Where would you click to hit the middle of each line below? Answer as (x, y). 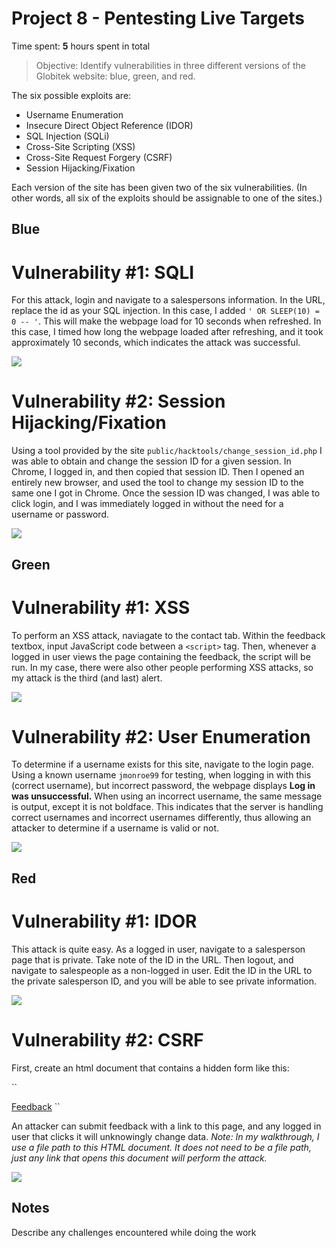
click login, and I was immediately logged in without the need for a (147, 504)
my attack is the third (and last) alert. (87, 678)
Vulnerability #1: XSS (101, 607)
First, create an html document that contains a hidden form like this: (150, 1068)
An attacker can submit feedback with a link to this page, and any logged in (166, 1126)
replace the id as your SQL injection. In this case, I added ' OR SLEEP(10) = (165, 311)
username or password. (60, 514)
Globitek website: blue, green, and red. (115, 76)
